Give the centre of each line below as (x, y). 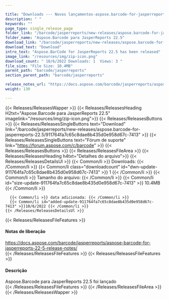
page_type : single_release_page (39, 28)
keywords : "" (19, 24)
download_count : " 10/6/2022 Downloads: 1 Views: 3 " (64, 61)
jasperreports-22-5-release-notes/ (41, 248)
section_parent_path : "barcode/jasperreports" (55, 75)
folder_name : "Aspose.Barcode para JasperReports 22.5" (65, 38)
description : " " (23, 19)
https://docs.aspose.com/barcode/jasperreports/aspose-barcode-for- (78, 243)
